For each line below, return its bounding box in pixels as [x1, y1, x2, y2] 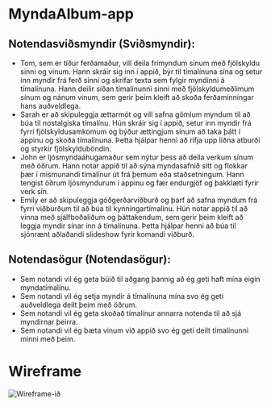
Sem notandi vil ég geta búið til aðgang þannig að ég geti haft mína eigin [19, 274, 261, 284]
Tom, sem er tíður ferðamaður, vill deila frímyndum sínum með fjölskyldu [19, 58, 261, 68]
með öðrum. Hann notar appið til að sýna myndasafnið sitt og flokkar [19, 161, 248, 170]
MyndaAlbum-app [8, 5, 135, 23]
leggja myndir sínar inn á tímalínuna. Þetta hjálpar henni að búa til [19, 221, 236, 230]
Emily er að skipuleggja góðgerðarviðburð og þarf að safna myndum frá [19, 195, 258, 205]
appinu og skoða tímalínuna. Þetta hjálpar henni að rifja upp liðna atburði [19, 135, 261, 145]
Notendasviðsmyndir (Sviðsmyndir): [8, 37, 195, 51]
